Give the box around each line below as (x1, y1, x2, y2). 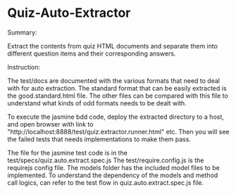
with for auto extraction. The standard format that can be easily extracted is (7, 84, 227, 92)
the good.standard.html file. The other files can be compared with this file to (7, 91, 229, 100)
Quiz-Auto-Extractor (7, 5, 131, 21)
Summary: (7, 28, 37, 37)
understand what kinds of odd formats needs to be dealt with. (7, 98, 187, 107)
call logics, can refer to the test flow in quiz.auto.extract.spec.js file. (7, 178, 204, 187)
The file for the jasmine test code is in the (7, 148, 128, 157)
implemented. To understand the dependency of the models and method (7, 171, 218, 179)
